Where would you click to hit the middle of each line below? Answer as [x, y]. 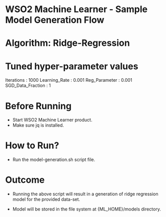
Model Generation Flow [55, 20]
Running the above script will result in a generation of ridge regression [85, 194]
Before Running [38, 106]
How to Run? [32, 146]
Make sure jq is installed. [38, 125]
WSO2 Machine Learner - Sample [76, 9]
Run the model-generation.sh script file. [54, 159]
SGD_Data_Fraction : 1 [28, 86]
